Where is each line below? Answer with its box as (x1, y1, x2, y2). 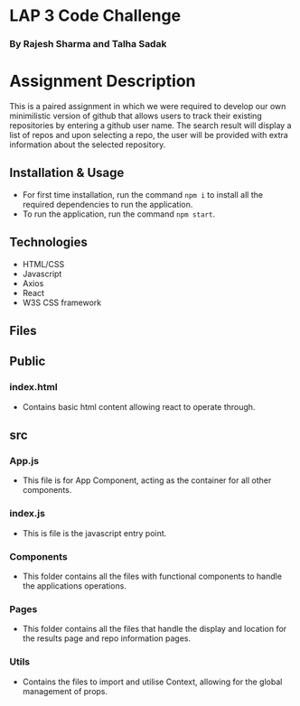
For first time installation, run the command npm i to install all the (22, 189, 264, 200)
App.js (9, 455, 39, 468)
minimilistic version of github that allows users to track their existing (9, 110, 262, 122)
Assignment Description (9, 71, 196, 91)
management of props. (22, 685, 108, 696)
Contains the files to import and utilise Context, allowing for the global (22, 676, 283, 687)
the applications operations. (22, 581, 127, 591)
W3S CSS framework (22, 297, 102, 308)
